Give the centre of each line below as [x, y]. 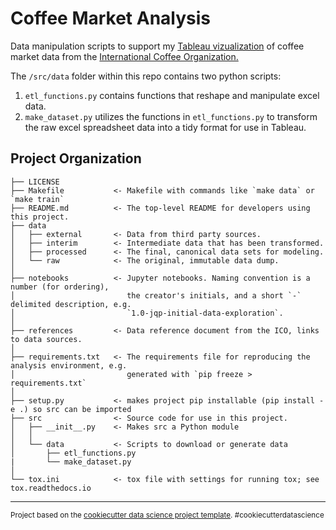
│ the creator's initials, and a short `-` [156, 295]
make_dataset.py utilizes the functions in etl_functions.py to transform [171, 116]
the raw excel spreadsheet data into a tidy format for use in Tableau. [165, 127]
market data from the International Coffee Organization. [124, 56]
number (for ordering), [60, 287]
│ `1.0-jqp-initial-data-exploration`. [147, 313]
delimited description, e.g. [71, 304]
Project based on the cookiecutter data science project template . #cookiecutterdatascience [167, 515]
